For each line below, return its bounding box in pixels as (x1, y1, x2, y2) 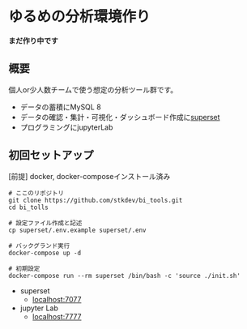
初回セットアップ (8, 148, 94, 162)
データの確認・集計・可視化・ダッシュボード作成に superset (19, 112, 220, 122)
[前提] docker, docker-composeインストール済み (8, 171, 171, 181)
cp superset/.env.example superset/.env (8, 226, 147, 234)
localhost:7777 (32, 311, 82, 321)
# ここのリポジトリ (8, 189, 65, 197)
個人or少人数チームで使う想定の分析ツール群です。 (8, 84, 178, 94)
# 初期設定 (8, 264, 40, 272)
